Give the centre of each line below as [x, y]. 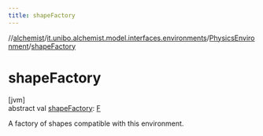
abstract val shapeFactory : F [54, 108]
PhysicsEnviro [232, 38]
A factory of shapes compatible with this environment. [96, 123]
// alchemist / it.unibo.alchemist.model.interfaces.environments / [109, 38]
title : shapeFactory [42, 15]
